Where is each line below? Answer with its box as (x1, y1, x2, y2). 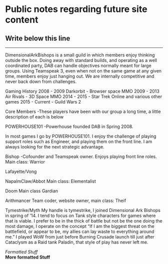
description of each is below (5, 114, 64, 119)
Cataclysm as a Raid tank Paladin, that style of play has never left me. (5, 239, 148, 245)
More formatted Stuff (5, 254, 50, 260)
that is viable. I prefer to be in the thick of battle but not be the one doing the (5, 218, 162, 223)
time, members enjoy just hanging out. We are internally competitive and (5, 73, 154, 79)
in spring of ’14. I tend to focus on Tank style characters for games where (5, 212, 156, 218)
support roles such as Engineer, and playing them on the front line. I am (5, 138, 152, 144)
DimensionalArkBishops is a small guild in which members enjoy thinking (5, 52, 155, 58)
